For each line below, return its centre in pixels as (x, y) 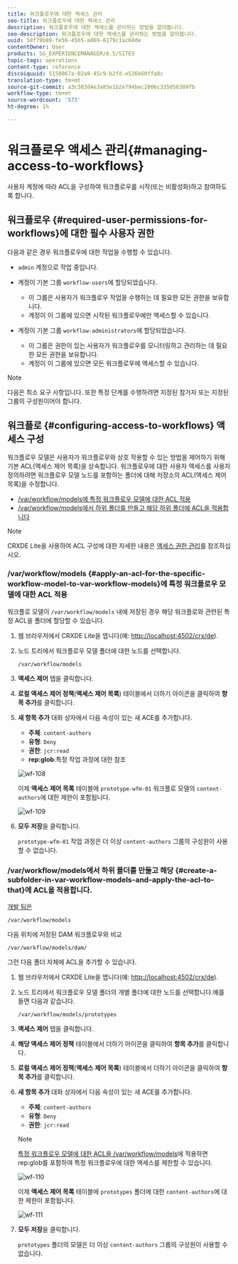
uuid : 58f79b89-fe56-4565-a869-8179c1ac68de (74, 41)
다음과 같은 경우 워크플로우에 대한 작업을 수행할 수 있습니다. (90, 252)
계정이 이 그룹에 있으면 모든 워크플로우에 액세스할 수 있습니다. (113, 363)
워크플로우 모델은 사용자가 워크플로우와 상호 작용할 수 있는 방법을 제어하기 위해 (117, 457)
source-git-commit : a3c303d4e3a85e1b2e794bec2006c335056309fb (101, 87)
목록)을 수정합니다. (33, 484)
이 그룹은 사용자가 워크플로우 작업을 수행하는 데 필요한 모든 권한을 (119, 297)
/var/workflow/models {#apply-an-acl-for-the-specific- (107, 574)
